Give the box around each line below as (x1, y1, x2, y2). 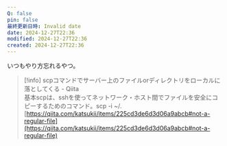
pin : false (7, 16, 38, 23)
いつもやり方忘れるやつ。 (7, 62, 80, 69)
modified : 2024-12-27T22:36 (7, 36, 88, 42)
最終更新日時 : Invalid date (7, 23, 81, 29)
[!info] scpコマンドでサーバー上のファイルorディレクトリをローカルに (23, 76, 221, 84)
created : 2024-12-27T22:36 (7, 42, 84, 49)
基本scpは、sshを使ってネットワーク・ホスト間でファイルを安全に (23, 93, 213, 101)
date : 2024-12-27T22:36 (7, 29, 75, 36)
